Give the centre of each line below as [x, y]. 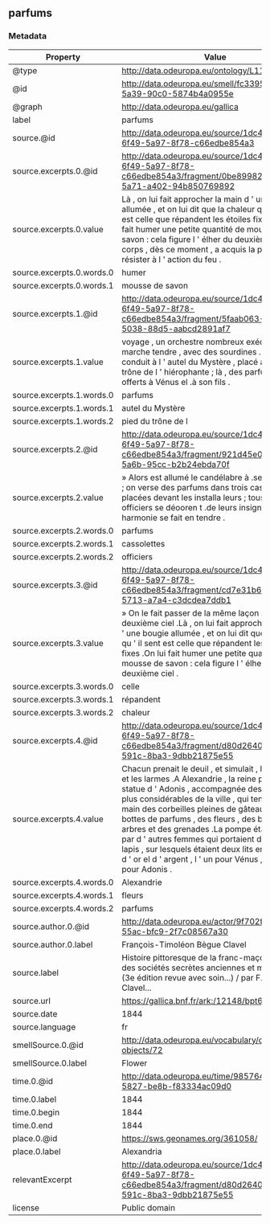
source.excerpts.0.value [58, 229]
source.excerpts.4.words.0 [63, 882]
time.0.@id [33, 1081]
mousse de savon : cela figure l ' [182, 663]
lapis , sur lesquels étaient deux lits [188, 849]
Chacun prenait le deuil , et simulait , [190, 768]
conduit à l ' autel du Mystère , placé [190, 362]
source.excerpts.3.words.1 [63, 699]
